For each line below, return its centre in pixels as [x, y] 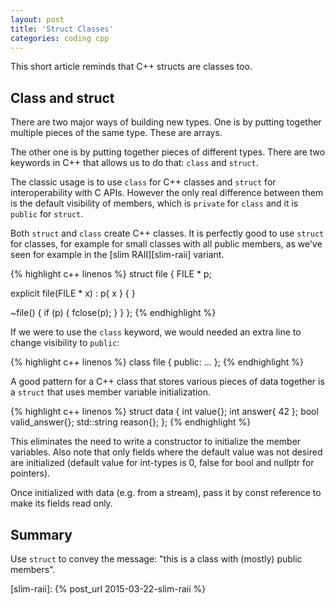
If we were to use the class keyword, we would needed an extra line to [156, 332]
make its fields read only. [61, 503]
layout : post [37, 19]
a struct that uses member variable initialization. [111, 392]
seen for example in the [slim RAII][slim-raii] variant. [117, 255]
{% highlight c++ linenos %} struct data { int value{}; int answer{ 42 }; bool [164, 412]
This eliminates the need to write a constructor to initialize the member [156, 442]
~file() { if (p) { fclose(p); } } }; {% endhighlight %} [113, 313]
